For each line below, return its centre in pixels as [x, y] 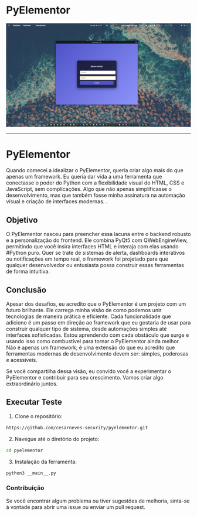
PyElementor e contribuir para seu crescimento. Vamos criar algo [85, 377]
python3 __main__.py [31, 473]
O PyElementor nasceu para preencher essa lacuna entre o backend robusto [98, 234]
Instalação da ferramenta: [46, 462]
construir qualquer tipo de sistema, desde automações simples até [86, 329]
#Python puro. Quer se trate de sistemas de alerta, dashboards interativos [96, 253]
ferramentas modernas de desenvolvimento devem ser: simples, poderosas [97, 354]
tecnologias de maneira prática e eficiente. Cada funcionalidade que [89, 316]
